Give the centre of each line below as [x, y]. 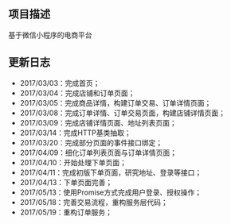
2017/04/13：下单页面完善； [66, 182]
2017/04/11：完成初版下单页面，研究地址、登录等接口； [111, 172]
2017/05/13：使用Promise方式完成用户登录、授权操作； [110, 192]
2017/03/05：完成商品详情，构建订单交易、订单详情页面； [115, 102]
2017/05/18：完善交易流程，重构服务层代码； [94, 202]
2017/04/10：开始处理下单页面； [73, 162]
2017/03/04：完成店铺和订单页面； [77, 93]
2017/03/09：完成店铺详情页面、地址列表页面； [98, 122]
